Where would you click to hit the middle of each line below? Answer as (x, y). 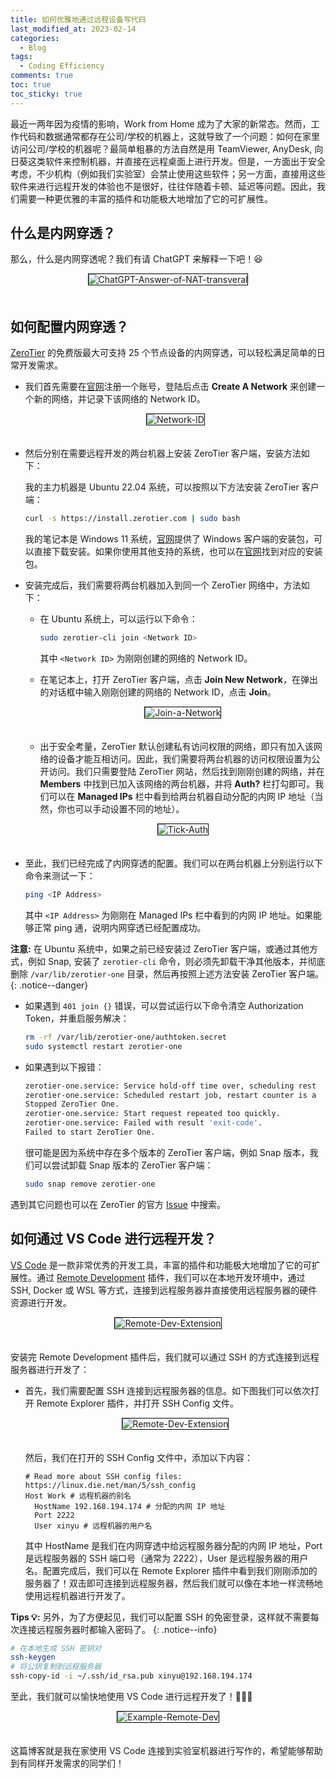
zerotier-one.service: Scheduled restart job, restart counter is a (170, 1095)
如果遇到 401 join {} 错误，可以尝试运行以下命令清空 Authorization (164, 1005)
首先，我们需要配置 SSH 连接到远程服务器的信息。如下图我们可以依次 (168, 1390)
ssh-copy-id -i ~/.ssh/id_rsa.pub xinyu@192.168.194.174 (131, 1676)
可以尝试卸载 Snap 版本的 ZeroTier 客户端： (123, 1165)
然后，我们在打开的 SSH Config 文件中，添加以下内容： (139, 1457)
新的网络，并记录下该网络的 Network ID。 (119, 399)
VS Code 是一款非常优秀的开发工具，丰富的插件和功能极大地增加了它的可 (161, 1265)
